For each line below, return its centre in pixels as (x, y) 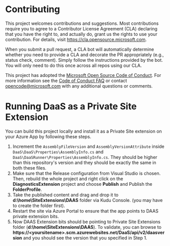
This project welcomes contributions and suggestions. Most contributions (82, 23)
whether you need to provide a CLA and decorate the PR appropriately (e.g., (85, 55)
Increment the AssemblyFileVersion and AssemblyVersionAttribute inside (88, 146)
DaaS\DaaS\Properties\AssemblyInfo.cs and (58, 152)
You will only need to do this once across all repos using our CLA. (74, 65)
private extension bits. (36, 216)
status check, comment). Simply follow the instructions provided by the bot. (84, 60)
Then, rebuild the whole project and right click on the (68, 179)
